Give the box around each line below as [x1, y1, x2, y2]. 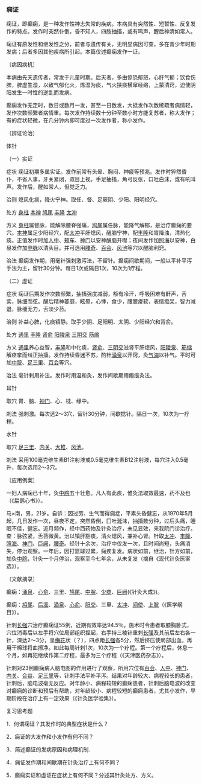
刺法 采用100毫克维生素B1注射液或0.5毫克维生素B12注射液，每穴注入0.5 [6, 456, 183, 464]
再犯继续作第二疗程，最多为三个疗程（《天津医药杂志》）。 [26, 652, 167, 659]
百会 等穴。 [48, 359, 75, 366]
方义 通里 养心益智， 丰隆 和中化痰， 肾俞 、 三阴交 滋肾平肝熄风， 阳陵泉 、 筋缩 [6, 344, 192, 351]
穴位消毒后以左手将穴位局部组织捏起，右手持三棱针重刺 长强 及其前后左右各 [6, 629, 191, 636]
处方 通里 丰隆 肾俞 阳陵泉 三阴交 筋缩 [6, 331, 100, 339]
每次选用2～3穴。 [16, 464, 61, 471]
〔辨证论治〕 [6, 130, 38, 137]
